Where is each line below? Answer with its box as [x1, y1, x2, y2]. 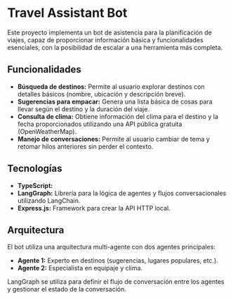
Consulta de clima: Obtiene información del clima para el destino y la [17, 112, 219, 120]
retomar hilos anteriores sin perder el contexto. [17, 142, 154, 151]
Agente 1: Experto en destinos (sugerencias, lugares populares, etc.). [17, 256, 219, 265]
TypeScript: [17, 181, 53, 189]
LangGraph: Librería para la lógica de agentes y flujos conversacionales [17, 189, 227, 197]
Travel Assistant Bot [7, 5, 128, 21]
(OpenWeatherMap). [17, 127, 77, 135]
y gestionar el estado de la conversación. [7, 285, 126, 294]
